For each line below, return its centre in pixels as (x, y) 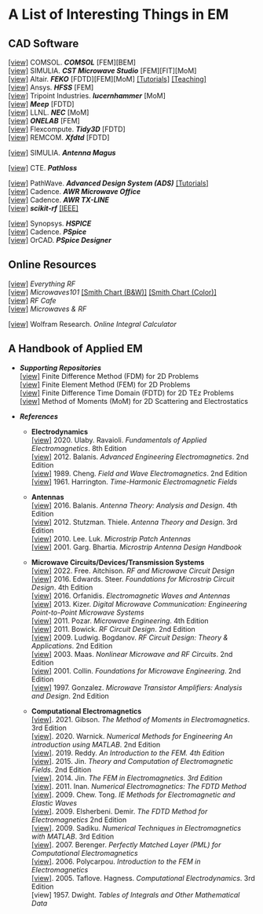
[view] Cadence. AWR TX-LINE (59, 200)
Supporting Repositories (60, 368)
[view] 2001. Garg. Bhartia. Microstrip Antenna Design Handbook (136, 547)
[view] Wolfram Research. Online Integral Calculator (92, 324)
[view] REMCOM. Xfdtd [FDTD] (59, 138)
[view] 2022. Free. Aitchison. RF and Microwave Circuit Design (133, 571)
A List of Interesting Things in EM (119, 15)
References (39, 416)
